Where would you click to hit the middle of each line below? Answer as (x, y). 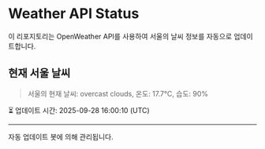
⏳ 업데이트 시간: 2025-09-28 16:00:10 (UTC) (79, 110)
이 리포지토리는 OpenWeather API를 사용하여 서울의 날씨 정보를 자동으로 (120, 36)
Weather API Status (74, 14)
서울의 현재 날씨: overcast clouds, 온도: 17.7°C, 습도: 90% (118, 93)
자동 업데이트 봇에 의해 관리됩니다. (61, 136)
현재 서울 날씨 (39, 73)
